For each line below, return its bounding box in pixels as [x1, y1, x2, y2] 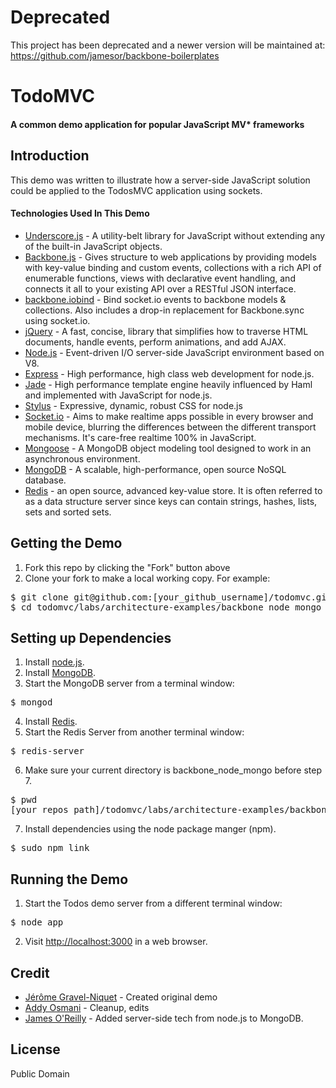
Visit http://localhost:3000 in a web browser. [24, 936, 208, 948]
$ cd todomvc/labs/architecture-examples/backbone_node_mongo [10, 601, 322, 613]
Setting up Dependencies [10, 629, 172, 646]
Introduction [10, 147, 90, 165]
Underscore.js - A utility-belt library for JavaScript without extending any [24, 229, 326, 241]
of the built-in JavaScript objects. [24, 240, 163, 252]
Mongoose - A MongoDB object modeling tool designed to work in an [24, 442, 312, 454]
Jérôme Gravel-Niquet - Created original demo [24, 991, 218, 1003]
